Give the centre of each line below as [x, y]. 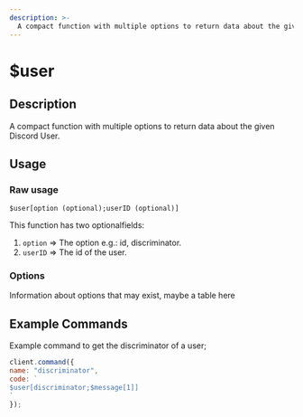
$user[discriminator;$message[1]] [74, 387]
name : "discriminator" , [54, 371]
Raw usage [34, 189]
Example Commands [69, 323]
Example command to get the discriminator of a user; [108, 346]
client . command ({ [42, 363]
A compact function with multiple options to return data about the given [142, 126]
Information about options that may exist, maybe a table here [123, 296]
